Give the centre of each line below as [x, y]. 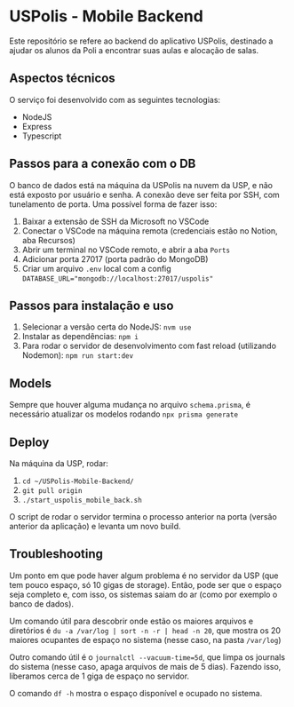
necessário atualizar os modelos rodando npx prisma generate [123, 414]
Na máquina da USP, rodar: [59, 463]
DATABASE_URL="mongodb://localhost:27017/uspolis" [118, 278]
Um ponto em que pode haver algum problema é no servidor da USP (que [144, 576]
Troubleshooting [56, 554]
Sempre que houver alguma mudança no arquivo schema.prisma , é [130, 405]
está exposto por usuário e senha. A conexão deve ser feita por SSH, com [144, 195]
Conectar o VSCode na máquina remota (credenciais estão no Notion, [150, 230]
